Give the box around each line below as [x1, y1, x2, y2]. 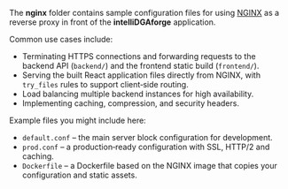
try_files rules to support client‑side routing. [21, 79, 189, 89]
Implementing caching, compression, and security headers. [21, 98, 239, 109]
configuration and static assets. [21, 170, 137, 180]
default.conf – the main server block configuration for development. [21, 132, 273, 142]
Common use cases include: [9, 34, 113, 44]
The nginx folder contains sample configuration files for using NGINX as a [9, 8, 280, 18]
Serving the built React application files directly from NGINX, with [21, 70, 261, 80]
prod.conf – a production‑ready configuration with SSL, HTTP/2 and [21, 141, 270, 152]
